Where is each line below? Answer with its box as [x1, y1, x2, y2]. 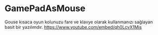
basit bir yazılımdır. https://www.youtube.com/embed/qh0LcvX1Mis [4, 24, 142, 30]
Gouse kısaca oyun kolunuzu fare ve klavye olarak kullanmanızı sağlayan [4, 19, 153, 25]
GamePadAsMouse [4, 3, 86, 14]
